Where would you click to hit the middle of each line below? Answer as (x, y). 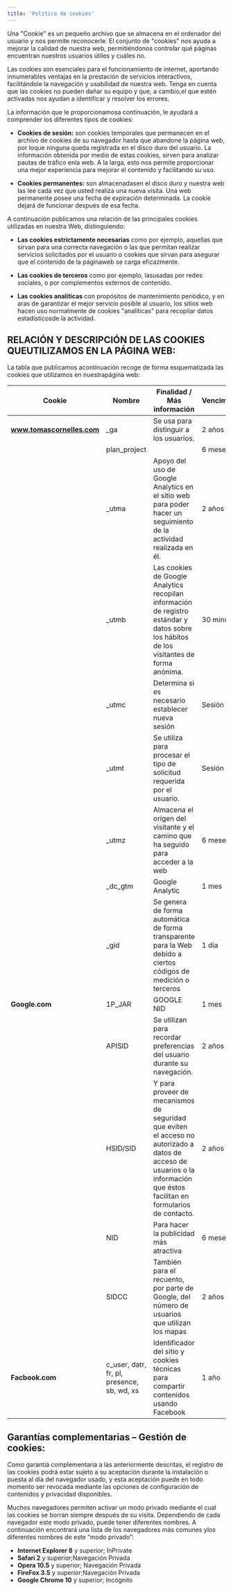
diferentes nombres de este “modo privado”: (70, 1537)
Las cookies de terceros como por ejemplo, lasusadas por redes (110, 275)
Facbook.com (34, 1378)
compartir (169, 1386)
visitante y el (173, 827)
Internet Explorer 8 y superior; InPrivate (75, 1551)
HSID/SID (121, 1149)
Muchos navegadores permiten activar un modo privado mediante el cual (112, 1508)
